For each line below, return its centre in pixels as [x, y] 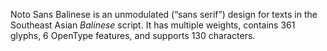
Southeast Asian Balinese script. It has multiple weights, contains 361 [153, 25]
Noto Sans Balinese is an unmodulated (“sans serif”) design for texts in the [164, 14]
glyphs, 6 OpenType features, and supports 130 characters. [133, 35]
